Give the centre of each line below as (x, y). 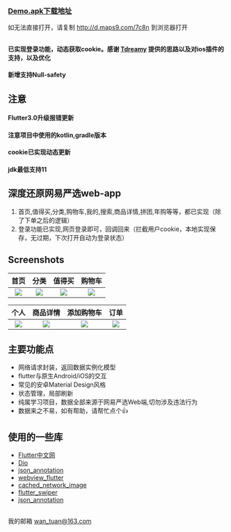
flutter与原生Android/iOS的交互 (62, 376)
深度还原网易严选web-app (64, 194)
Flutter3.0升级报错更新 (41, 118)
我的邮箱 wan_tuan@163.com (50, 521)
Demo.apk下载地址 (40, 10)
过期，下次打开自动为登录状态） (82, 237)
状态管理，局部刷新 (46, 394)
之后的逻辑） (55, 220)
